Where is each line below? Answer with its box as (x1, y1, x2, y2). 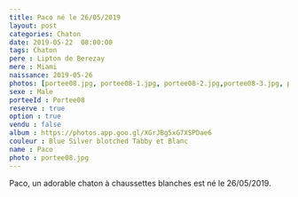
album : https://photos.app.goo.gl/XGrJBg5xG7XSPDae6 (9, 129, 213, 138)
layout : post (9, 21, 58, 30)
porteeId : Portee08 (9, 95, 86, 105)
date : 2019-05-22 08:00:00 (9, 37, 114, 47)
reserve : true (9, 104, 66, 113)
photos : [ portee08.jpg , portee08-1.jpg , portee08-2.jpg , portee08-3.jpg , (9, 79, 284, 88)
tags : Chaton (9, 46, 58, 55)
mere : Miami (9, 63, 58, 72)
